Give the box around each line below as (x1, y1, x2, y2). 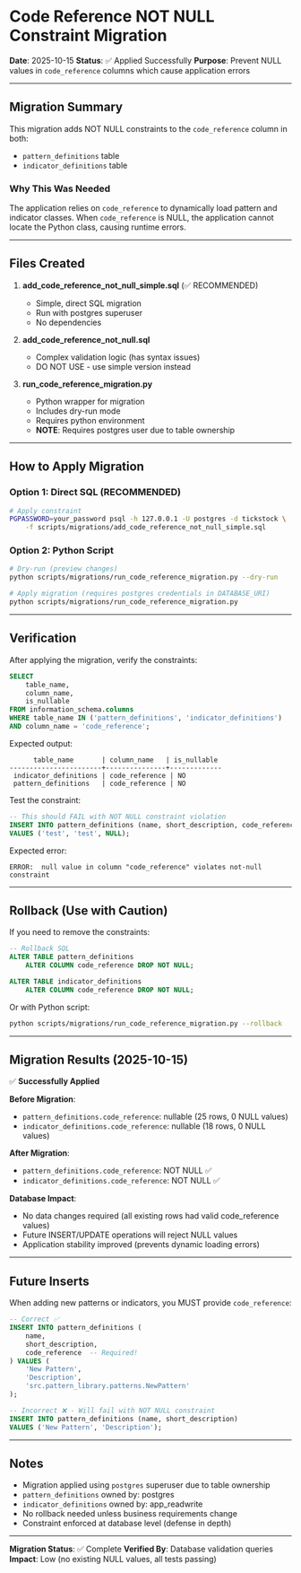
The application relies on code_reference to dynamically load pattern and (9, 203, 278, 214)
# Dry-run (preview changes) (9, 564, 118, 573)
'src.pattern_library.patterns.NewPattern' (25, 1382, 191, 1391)
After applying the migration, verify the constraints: (9, 654, 198, 665)
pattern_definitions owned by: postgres (21, 1490, 175, 1500)
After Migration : (9, 1148, 70, 1158)
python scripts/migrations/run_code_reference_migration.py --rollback (9, 1018, 282, 1028)
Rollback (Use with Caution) (9, 903, 168, 918)
